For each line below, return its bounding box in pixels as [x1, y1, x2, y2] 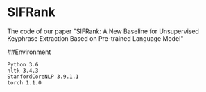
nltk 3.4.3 [7, 67, 39, 74]
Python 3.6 [7, 61, 39, 68]
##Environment [7, 48, 51, 56]
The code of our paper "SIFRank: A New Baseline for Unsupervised [7, 27, 200, 35]
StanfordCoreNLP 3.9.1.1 [7, 73, 79, 80]
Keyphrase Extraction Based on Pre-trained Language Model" [7, 34, 184, 42]
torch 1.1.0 [7, 79, 42, 86]
